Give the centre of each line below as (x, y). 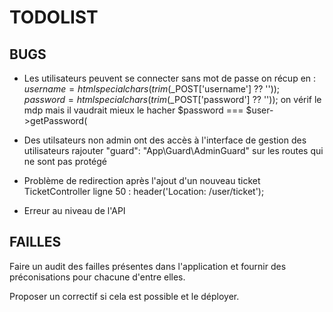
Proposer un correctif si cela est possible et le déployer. (124, 296)
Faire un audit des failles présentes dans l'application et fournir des (148, 266)
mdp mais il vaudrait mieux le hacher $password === (133, 110)
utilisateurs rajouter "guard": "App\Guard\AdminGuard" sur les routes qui (173, 150)
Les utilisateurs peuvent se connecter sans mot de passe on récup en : (170, 78)
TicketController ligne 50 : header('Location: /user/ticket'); (144, 191)
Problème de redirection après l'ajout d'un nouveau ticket (142, 180)
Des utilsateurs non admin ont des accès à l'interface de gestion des (165, 140)
